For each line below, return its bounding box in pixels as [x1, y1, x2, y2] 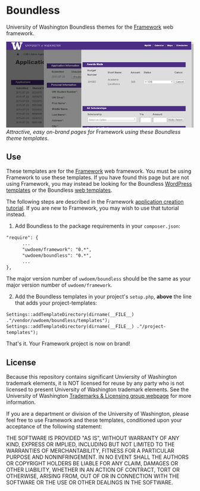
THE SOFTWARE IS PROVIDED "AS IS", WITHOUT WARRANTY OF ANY [6, 434, 180, 442]
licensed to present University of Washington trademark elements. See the [6, 386, 189, 393]
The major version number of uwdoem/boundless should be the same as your [6, 275, 191, 283]
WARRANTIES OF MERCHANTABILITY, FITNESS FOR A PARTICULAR [6, 447, 174, 455]
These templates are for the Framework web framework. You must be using [6, 168, 192, 175]
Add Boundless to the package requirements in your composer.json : [14, 222, 180, 230]
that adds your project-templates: [14, 299, 97, 306]
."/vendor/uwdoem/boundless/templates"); [6, 318, 111, 324]
